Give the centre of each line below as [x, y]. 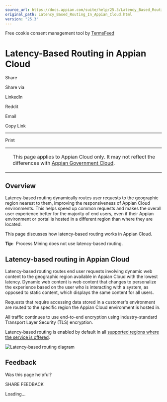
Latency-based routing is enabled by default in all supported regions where [82, 332]
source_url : [17, 10]
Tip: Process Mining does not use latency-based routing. [64, 244]
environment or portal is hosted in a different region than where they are [79, 219]
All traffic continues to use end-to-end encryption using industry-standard [81, 317]
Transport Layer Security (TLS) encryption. [49, 322]
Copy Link [15, 126]
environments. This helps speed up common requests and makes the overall [83, 208]
